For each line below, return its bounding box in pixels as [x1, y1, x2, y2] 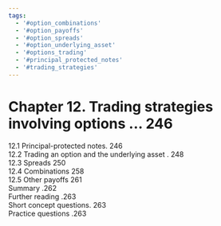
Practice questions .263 [8, 208, 87, 218]
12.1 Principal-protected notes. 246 [8, 141, 123, 150]
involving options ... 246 [8, 115, 173, 132]
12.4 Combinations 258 [8, 166, 85, 176]
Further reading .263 [8, 192, 77, 201]
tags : [8, 11, 26, 20]
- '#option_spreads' [15, 33, 84, 42]
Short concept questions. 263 [8, 200, 106, 209]
